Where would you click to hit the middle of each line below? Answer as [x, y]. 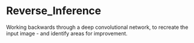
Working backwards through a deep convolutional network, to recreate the [97, 27]
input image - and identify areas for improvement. [67, 33]
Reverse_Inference [54, 11]
